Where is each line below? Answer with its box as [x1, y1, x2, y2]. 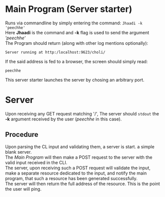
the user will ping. [5, 186, 42, 192]
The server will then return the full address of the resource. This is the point [5, 181, 160, 187]
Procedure [5, 130, 39, 139]
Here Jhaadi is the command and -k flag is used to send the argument [5, 29, 150, 35]
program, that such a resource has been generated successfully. [5, 175, 138, 181]
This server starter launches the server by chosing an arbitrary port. [5, 77, 145, 83]
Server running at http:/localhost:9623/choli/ [5, 50, 106, 55]
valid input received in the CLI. [5, 159, 68, 165]
